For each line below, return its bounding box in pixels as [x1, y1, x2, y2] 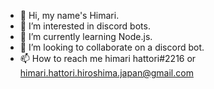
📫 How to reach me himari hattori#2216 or [19, 53, 197, 64]
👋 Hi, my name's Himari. [19, 10, 120, 21]
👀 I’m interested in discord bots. [19, 20, 151, 32]
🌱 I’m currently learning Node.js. [19, 31, 153, 42]
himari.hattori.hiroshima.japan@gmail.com [19, 67, 194, 79]
